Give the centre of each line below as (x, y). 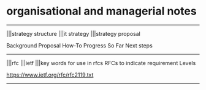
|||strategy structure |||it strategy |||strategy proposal (74, 33)
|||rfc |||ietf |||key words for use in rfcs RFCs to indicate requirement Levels (101, 63)
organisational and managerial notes (102, 11)
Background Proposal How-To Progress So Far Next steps (80, 45)
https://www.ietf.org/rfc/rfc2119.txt (50, 75)
